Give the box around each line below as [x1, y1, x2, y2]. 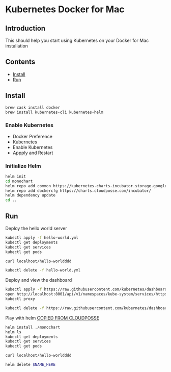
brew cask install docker [5, 105, 60, 110]
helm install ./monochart [5, 325, 60, 330]
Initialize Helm [5, 162, 41, 169]
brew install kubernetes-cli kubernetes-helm [5, 110, 103, 115]
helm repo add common [5, 183, 51, 188]
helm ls [5, 329, 22, 335]
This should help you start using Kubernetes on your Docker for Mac [5, 37, 149, 43]
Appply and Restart [12, 150, 53, 156]
